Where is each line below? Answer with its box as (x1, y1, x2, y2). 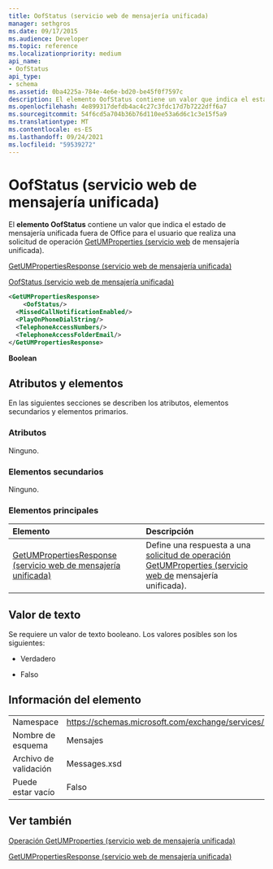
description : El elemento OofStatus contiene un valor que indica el (8, 95, 249, 103)
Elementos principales (8, 504, 99, 516)
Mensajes (66, 734, 104, 745)
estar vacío (12, 786, 55, 797)
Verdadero (19, 654, 56, 664)
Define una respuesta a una (145, 539, 251, 551)
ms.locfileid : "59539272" (8, 140, 96, 149)
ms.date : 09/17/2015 (8, 27, 79, 35)
